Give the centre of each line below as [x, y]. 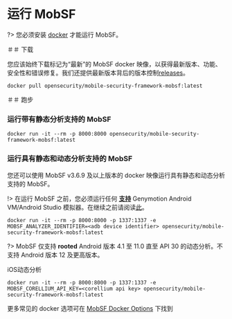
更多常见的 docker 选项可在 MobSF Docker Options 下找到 [90, 308]
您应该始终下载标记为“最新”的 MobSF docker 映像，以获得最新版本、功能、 [114, 64]
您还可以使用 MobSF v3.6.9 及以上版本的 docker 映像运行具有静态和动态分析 [116, 175]
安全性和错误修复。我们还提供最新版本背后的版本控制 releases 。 [98, 73]
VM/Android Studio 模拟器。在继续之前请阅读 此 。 [78, 207]
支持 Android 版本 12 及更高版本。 [55, 255]
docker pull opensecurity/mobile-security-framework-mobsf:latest [105, 86]
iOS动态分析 [25, 269]
